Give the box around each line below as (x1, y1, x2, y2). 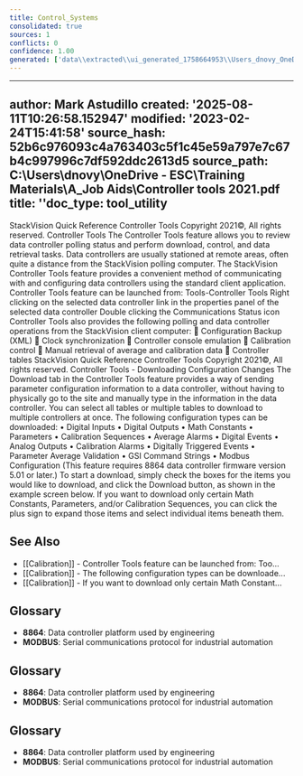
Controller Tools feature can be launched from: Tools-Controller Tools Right (9, 286, 290, 298)
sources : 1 (9, 30, 50, 39)
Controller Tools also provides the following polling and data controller (9, 315, 271, 326)
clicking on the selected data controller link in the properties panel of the (9, 296, 280, 307)
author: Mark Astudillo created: (9, 97, 189, 113)
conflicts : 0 (9, 38, 59, 48)
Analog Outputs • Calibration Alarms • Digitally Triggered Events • (9, 440, 255, 452)
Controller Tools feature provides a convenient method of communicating (9, 267, 282, 278)
